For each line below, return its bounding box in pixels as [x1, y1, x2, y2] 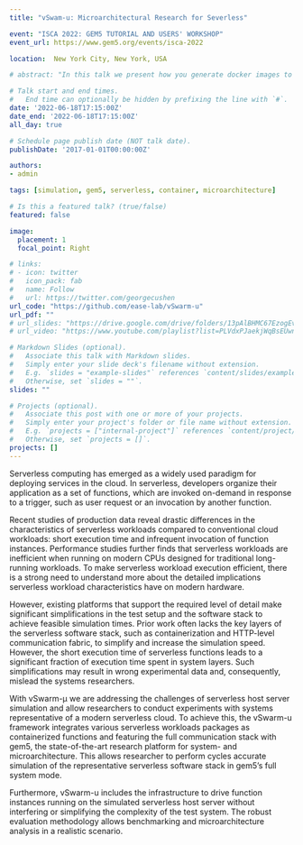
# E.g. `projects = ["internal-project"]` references [9, 427, 224, 436]
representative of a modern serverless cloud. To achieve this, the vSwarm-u [9, 712, 293, 722]
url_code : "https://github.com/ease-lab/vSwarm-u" [9, 301, 204, 311]
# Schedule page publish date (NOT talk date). [9, 136, 192, 145]
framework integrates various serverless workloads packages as [9, 721, 251, 732]
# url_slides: [9, 318, 63, 327]
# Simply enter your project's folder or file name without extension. [9, 418, 293, 427]
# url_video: [9, 326, 59, 336]
